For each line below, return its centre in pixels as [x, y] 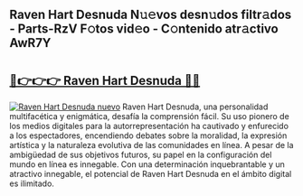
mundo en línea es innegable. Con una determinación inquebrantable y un [147, 164]
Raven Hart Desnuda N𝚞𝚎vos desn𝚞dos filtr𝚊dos [151, 15]
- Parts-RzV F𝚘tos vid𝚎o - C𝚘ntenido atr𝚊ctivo [144, 29]
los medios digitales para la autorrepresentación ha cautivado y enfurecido [149, 126]
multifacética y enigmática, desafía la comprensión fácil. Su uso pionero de [149, 116]
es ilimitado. [32, 183]
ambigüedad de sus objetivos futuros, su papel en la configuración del [141, 154]
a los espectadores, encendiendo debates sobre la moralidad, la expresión [148, 135]
